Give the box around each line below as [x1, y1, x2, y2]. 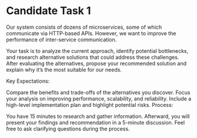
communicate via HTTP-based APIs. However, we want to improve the [6, 29, 176, 36]
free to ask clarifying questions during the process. [6, 125, 131, 132]
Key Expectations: [6, 78, 50, 85]
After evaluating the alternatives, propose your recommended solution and [6, 60, 187, 67]
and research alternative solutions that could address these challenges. [6, 53, 179, 60]
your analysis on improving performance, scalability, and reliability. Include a [6, 95, 192, 102]
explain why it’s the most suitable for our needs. [6, 66, 122, 73]
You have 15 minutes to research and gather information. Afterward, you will [6, 113, 190, 120]
